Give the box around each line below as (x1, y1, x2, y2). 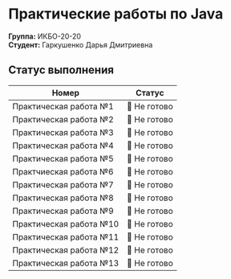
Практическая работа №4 (12, 140, 114, 151)
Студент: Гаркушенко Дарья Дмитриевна (8, 39, 153, 49)
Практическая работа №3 (12, 126, 114, 137)
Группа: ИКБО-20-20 (8, 31, 82, 41)
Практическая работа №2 (12, 113, 114, 125)
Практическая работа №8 (12, 192, 114, 203)
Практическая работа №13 (12, 257, 120, 269)
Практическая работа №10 (12, 218, 120, 229)
